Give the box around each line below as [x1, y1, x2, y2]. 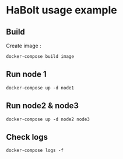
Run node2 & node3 [6, 101, 79, 111]
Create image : [6, 42, 42, 49]
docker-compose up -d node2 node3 [6, 116, 90, 122]
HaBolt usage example [6, 4, 118, 17]
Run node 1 [6, 70, 47, 79]
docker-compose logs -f [6, 147, 64, 154]
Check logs [6, 132, 48, 142]
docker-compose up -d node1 [6, 85, 75, 91]
